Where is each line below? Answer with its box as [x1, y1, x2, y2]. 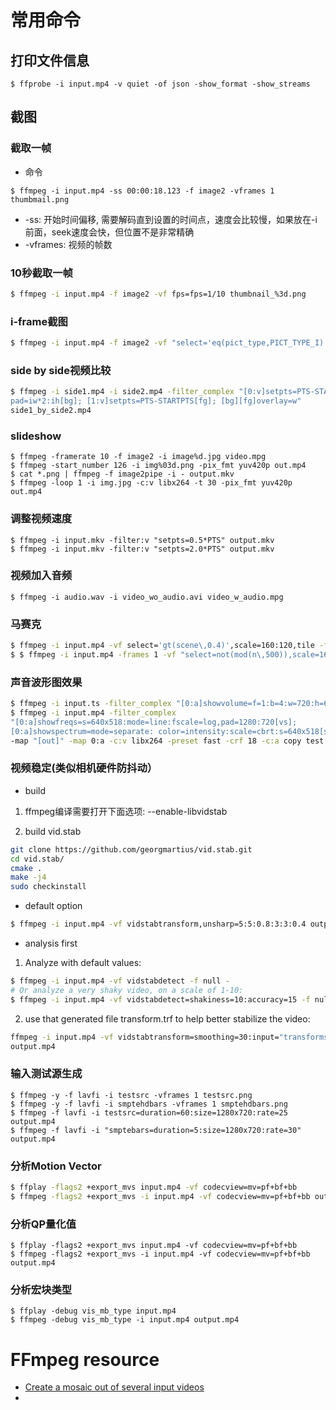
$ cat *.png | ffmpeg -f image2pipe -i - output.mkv [10, 469, 235, 480]
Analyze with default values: [24, 957, 142, 969]
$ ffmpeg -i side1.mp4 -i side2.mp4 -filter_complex [10, 387, 235, 397]
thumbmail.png [10, 194, 70, 205]
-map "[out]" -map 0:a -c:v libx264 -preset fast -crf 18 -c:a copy [10, 736, 302, 746]
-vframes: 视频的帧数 [24, 238, 113, 250]
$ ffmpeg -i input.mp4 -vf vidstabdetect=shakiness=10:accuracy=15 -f [10, 994, 311, 1005]
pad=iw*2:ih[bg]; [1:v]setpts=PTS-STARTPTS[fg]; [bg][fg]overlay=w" [10, 396, 302, 406]
